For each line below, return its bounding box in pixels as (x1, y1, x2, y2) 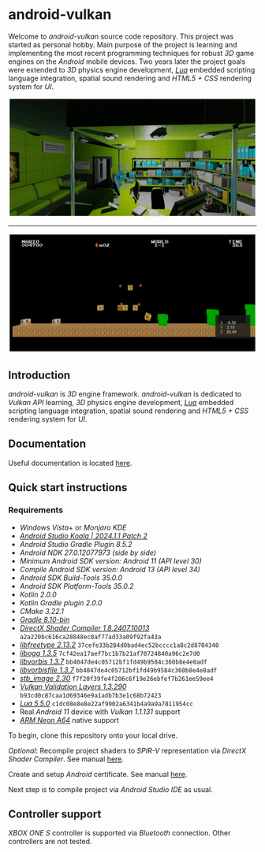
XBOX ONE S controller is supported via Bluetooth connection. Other (8, 828, 231, 838)
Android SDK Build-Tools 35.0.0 (19, 573, 122, 582)
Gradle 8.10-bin (19, 615, 70, 624)
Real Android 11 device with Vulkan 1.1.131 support (19, 707, 181, 716)
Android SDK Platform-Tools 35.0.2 (19, 581, 134, 590)
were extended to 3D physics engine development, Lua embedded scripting (8, 65, 256, 74)
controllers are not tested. (8, 837, 92, 846)
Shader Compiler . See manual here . (8, 754, 125, 764)
